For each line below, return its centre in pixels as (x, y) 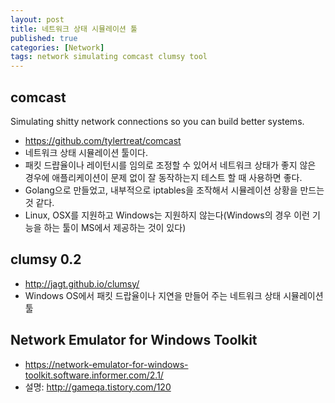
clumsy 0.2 (46, 259)
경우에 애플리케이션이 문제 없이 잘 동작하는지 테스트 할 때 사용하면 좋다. (163, 177)
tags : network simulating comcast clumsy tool (109, 57)
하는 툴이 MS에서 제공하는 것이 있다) (115, 227)
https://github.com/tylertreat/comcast (103, 140)
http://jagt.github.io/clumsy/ (82, 283)
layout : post (37, 19)
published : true (44, 38)
